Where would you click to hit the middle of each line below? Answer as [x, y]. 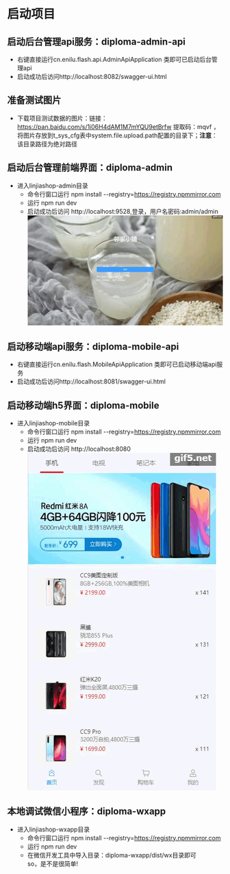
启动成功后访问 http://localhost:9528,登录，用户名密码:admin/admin [123, 211]
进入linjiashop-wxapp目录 [53, 829]
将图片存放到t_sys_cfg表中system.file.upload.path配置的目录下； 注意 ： [117, 135]
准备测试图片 [34, 100]
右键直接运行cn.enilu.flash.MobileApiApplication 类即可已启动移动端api [117, 364]
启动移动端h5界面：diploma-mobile [83, 405]
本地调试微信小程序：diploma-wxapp [87, 811]
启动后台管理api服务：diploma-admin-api [97, 42]
